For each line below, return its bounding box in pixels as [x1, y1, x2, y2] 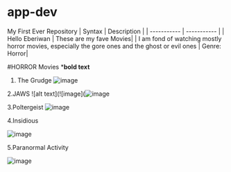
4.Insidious [7, 116, 39, 125]
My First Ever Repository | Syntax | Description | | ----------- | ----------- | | [7, 27, 225, 35]
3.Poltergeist [7, 103, 44, 111]
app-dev [7, 4, 58, 20]
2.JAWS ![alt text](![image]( [7, 89, 85, 98]
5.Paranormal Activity [7, 143, 69, 151]
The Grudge [17, 76, 52, 84]
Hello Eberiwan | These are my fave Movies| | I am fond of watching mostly [7, 34, 222, 42]
